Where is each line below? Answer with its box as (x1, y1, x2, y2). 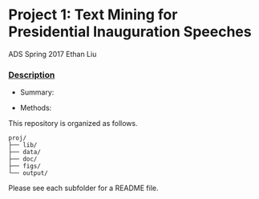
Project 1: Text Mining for (8, 6, 178, 24)
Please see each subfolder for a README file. (8, 183, 159, 193)
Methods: (19, 103, 52, 113)
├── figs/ (8, 162, 42, 170)
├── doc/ (8, 155, 38, 164)
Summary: (19, 87, 55, 97)
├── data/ (8, 148, 42, 156)
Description (8, 69, 55, 80)
